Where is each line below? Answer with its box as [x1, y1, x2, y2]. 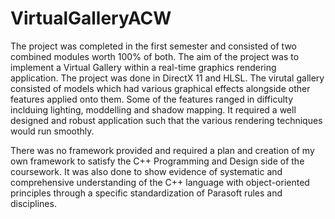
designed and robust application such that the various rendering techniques [10, 114, 323, 126]
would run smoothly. [10, 125, 95, 137]
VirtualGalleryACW [10, 7, 172, 30]
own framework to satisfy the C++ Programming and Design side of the [10, 155, 305, 167]
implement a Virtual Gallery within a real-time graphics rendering [10, 61, 277, 73]
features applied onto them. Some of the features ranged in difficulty [10, 93, 294, 105]
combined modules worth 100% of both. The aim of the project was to [10, 50, 300, 62]
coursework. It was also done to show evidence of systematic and [10, 165, 283, 177]
